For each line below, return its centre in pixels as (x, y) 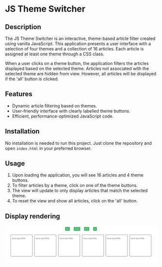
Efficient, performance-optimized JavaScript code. (63, 116)
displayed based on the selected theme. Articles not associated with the (77, 68)
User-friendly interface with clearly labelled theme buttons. (71, 111)
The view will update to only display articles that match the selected (80, 191)
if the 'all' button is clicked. (32, 79)
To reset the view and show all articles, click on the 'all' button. (75, 201)
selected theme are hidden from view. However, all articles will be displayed (81, 74)
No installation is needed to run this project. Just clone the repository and (78, 143)
